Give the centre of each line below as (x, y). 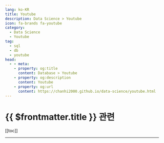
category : (15, 28)
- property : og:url (34, 87)
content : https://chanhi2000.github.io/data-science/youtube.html (87, 91)
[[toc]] (11, 131)
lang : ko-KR (17, 10)
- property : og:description (42, 78)
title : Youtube (20, 14)
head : (10, 60)
